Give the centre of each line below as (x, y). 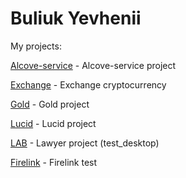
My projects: (36, 46)
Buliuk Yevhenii (76, 18)
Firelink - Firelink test (54, 162)
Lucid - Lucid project (53, 123)
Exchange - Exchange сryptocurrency (88, 84)
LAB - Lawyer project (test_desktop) (85, 143)
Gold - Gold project (50, 104)
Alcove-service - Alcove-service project (93, 65)
